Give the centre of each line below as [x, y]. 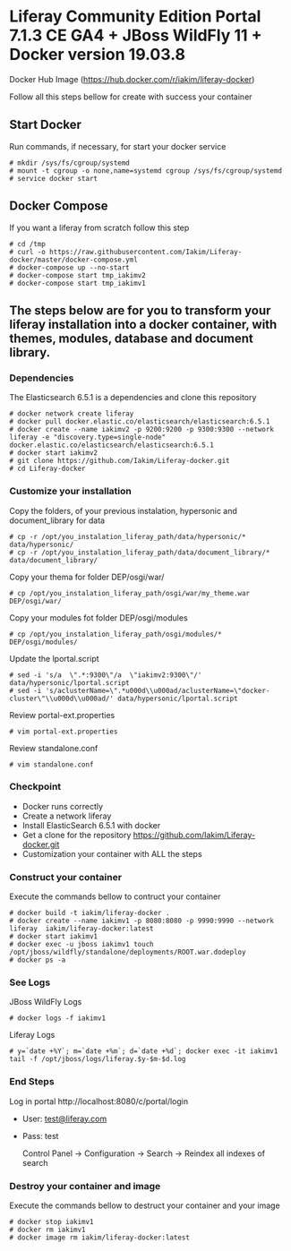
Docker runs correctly [63, 806]
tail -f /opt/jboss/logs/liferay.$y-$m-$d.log [98, 1059]
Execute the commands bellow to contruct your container [115, 896]
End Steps [32, 1082]
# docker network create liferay [72, 414]
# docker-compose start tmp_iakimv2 [77, 275]
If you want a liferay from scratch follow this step [99, 227]
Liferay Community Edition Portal [135, 17]
